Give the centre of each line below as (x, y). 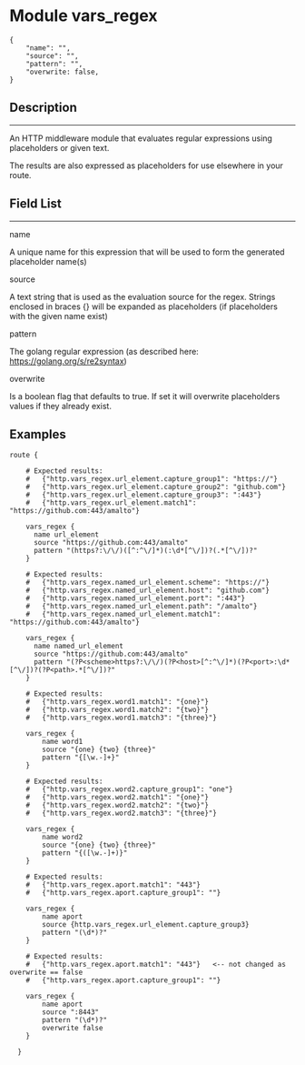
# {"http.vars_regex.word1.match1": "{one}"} (117, 702)
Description (43, 108)
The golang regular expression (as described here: (104, 351)
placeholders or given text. (59, 147)
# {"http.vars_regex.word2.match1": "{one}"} (117, 798)
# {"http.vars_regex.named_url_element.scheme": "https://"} (148, 583)
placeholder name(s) (49, 261)
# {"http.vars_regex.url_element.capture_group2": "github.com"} (156, 487)
